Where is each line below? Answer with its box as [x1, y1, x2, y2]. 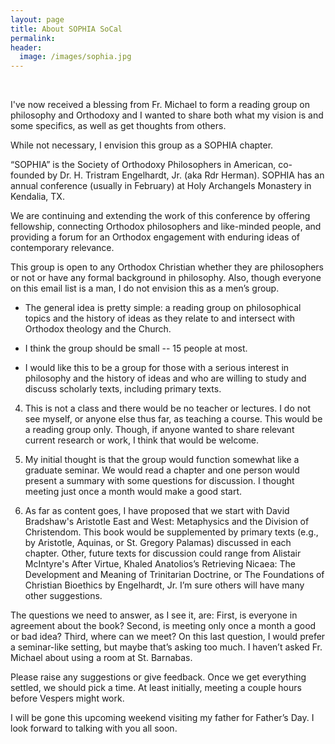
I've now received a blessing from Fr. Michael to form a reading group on [10, 99, 310, 111]
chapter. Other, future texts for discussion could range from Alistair [24, 547, 302, 560]
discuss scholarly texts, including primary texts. [24, 383, 222, 395]
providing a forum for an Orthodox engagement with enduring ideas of [10, 231, 300, 243]
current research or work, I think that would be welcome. [24, 434, 260, 446]
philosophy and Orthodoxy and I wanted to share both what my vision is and [10, 109, 324, 121]
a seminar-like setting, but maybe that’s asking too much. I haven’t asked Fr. [10, 641, 323, 653]
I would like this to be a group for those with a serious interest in [24, 362, 290, 374]
